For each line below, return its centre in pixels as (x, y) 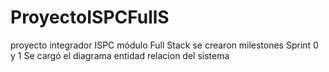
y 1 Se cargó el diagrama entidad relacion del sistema (120, 55)
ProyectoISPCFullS (90, 17)
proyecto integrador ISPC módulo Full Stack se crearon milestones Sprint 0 (164, 45)
